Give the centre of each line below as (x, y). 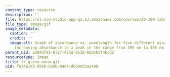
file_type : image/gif (28, 24)
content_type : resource (30, 10)
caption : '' (23, 33)
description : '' (22, 15)
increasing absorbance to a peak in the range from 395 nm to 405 (86, 48)
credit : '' (21, 38)
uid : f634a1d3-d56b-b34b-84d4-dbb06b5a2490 (52, 66)
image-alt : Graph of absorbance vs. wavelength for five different (82, 43)
